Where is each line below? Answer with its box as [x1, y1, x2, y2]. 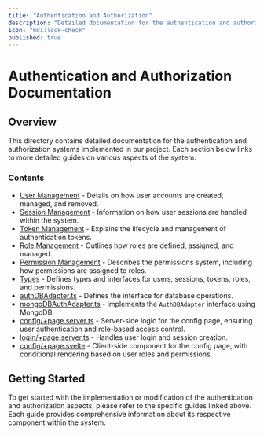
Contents [8, 172, 45, 183]
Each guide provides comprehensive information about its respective [8, 410, 231, 419]
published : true [8, 33, 61, 42]
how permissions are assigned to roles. [19, 265, 147, 275]
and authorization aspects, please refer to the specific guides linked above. [8, 401, 252, 411]
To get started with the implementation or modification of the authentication [8, 393, 254, 402]
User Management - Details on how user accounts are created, [19, 190, 224, 200]
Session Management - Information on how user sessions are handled [19, 207, 247, 216]
